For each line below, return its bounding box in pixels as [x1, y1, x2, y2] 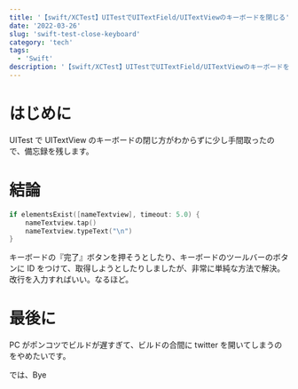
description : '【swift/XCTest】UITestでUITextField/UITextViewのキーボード [9, 63, 284, 72]
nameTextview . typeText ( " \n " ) [25, 226, 133, 235]
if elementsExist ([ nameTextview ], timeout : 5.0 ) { [9, 210, 200, 218]
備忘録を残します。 [24, 146, 95, 156]
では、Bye [9, 369, 47, 380]
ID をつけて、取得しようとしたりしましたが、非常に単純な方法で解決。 [26, 263, 286, 274]
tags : [9, 46, 29, 55]
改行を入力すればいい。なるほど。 [9, 274, 134, 285]
